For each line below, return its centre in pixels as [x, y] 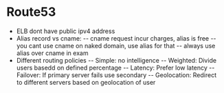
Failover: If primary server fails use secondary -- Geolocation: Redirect [116, 75]
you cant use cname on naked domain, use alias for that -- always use [116, 45]
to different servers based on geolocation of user [86, 82]
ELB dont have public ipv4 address [66, 31]
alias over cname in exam [52, 53]
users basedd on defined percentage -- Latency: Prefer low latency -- [115, 68]
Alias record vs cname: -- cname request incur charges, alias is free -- [116, 38]
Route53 [31, 12]
